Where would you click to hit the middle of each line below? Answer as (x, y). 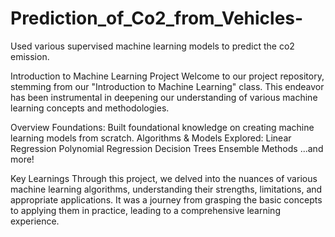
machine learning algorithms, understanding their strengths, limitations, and (166, 189)
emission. (30, 56)
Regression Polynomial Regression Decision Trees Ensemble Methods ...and (167, 148)
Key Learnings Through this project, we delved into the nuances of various (164, 178)
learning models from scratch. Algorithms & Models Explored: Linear (151, 138)
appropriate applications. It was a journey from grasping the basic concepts (166, 199)
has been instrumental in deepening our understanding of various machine (164, 97)
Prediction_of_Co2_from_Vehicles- (157, 18)
